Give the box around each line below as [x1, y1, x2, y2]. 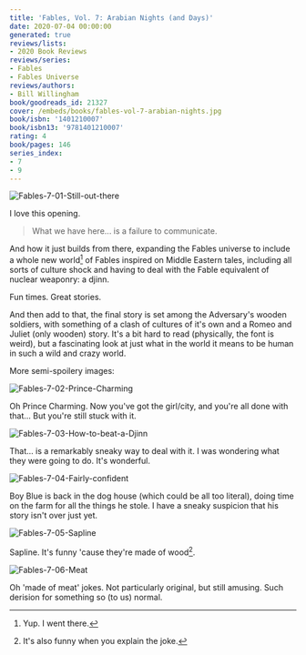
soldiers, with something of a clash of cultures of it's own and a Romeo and [9, 319, 292, 330]
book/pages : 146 [9, 140, 71, 149]
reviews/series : [9, 55, 71, 65]
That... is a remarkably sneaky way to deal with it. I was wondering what [9, 446, 280, 457]
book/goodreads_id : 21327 [9, 97, 107, 107]
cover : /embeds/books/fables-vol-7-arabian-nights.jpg [9, 106, 222, 116]
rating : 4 [9, 132, 47, 141]
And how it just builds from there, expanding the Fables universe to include [9, 243, 291, 255]
